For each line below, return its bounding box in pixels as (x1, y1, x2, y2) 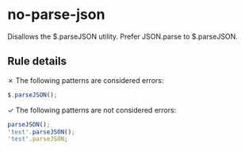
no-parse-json (7, 6, 105, 24)
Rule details (7, 55, 67, 68)
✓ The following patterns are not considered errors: (7, 105, 177, 115)
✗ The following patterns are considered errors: (7, 75, 164, 85)
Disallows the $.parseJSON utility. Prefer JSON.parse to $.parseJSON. (7, 32, 239, 41)
